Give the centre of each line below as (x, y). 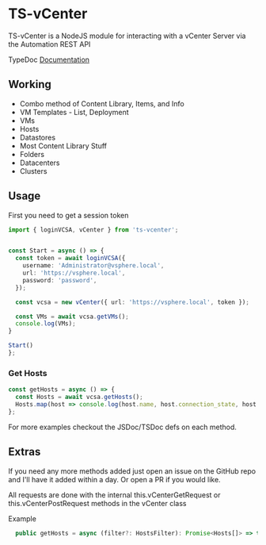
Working (30, 84)
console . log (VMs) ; (46, 324)
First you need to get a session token (68, 215)
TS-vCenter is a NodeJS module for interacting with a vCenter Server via (127, 36)
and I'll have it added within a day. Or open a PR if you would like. (114, 479)
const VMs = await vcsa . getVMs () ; (72, 317)
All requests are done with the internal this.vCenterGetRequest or (114, 495)
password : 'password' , (60, 280)
